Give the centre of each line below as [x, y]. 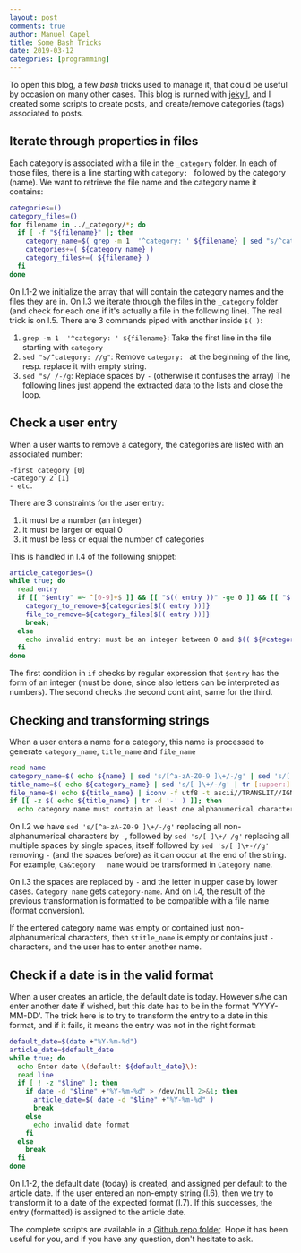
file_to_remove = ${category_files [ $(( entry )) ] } [118, 614]
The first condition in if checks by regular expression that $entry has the [144, 674]
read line [35, 1075]
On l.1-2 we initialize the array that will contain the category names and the [146, 291]
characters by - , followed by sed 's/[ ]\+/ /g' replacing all [179, 836]
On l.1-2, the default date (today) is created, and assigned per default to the [148, 1184]
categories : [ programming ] [60, 59]
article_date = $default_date [62, 1050]
